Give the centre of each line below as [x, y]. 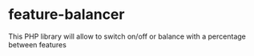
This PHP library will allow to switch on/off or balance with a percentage [127, 36]
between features [37, 44]
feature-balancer [67, 15]
